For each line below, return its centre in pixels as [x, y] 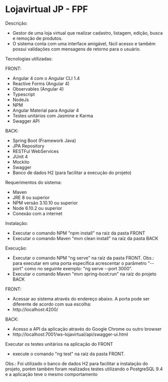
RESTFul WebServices [35, 151]
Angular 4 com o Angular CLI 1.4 [46, 78]
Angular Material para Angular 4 [46, 110]
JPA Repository [28, 146]
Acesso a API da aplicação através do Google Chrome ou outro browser [87, 329]
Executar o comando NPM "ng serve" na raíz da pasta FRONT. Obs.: [83, 258]
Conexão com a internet [37, 213]
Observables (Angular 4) [38, 89]
